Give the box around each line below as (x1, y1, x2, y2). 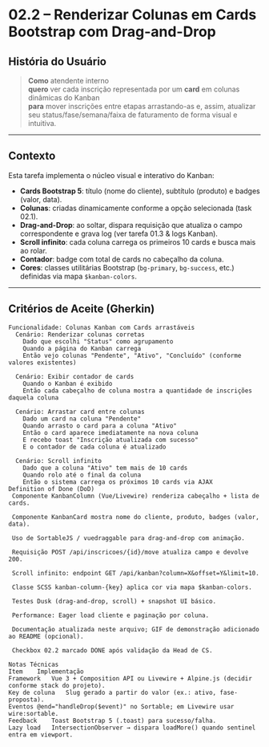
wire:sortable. (8, 709, 59, 717)
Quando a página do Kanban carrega (22, 344, 142, 352)
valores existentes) (8, 359, 78, 367)
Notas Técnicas (8, 660, 59, 668)
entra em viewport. (8, 730, 74, 739)
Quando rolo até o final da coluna (22, 471, 142, 479)
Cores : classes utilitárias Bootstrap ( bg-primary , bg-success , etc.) (19, 262, 235, 272)
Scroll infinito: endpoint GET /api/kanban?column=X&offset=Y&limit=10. (11, 569, 260, 577)
